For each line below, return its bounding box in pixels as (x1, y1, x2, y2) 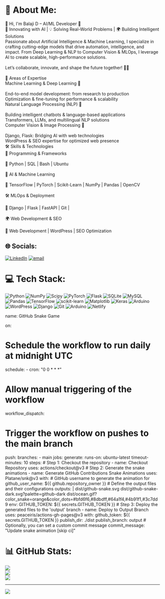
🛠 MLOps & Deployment (5, 192, 55, 198)
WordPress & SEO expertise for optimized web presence (5, 138, 119, 144)
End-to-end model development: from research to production (5, 90, 129, 96)
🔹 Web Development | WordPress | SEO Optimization (5, 228, 112, 234)
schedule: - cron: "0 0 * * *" (5, 366, 62, 372)
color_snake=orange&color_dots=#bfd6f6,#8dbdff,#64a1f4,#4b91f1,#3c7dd (5, 496, 158, 502)
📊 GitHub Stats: (5, 545, 72, 557)
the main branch (5, 438, 73, 449)
